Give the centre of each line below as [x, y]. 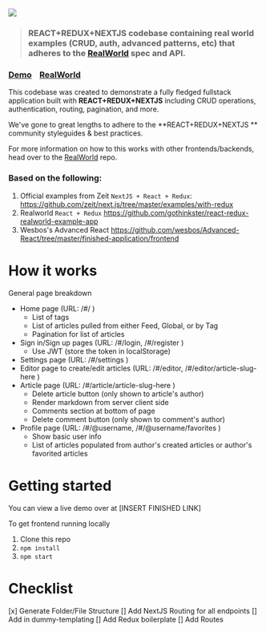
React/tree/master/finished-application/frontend [99, 238]
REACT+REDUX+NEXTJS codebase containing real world [141, 34]
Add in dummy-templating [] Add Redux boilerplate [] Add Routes [116, 619]
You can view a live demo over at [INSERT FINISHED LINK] [105, 508]
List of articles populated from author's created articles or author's [142, 444]
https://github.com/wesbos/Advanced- [175, 229]
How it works [53, 271]
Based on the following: [55, 178]
